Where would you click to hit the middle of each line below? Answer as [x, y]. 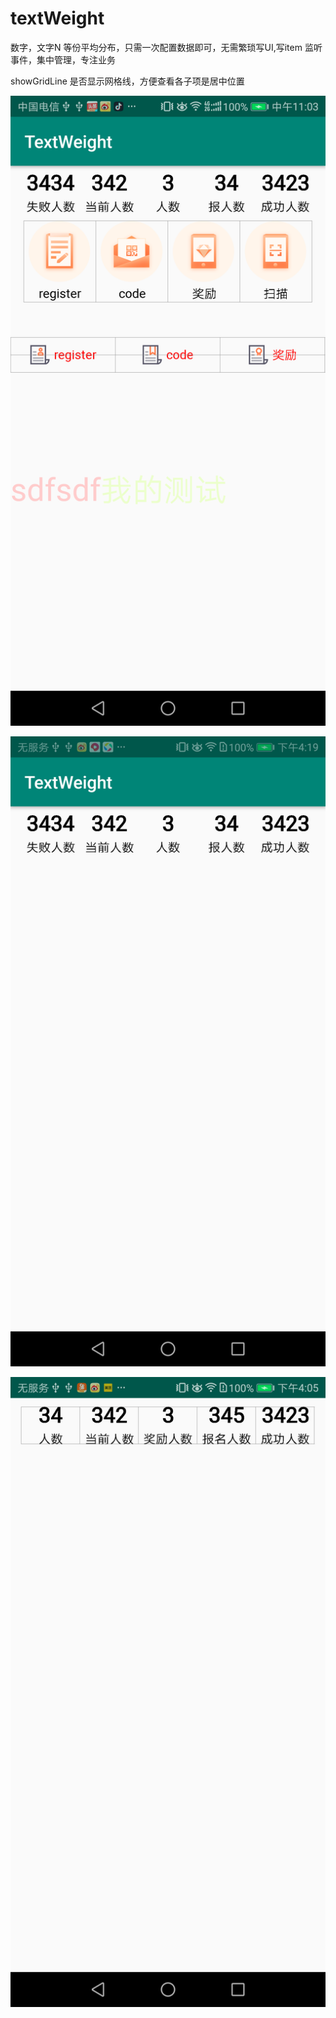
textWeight [57, 18]
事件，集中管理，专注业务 [63, 59]
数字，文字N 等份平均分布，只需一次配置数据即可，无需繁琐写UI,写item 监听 [166, 47]
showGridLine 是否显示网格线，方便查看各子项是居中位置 [127, 81]
